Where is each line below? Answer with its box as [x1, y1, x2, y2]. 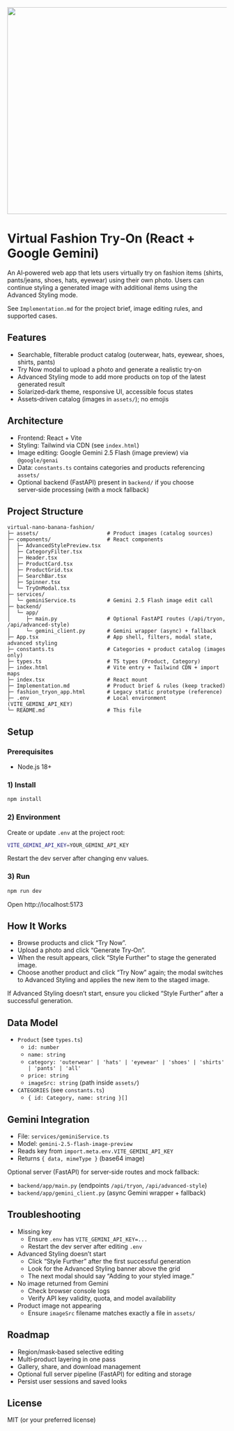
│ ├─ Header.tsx [7, 554, 58, 562]
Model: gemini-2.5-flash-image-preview [17, 1140, 133, 1148]
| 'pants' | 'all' [27, 1065, 81, 1072]
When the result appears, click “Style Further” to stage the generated [17, 954, 217, 962]
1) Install [7, 780, 36, 790]
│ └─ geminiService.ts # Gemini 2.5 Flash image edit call [7, 597, 214, 604]
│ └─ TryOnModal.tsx [7, 585, 70, 592]
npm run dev [7, 887, 42, 894]
